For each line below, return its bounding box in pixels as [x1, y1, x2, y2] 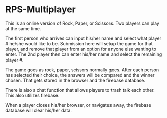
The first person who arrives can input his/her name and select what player [5, 35, 161, 41]
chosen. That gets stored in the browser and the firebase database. [5, 77, 145, 83]
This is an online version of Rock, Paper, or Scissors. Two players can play [5, 20, 160, 26]
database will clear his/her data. [5, 107, 72, 113]
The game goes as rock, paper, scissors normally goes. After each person [5, 67, 159, 73]
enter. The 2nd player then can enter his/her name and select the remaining [5, 51, 162, 57]
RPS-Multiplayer [5, 4, 76, 15]
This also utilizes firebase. [5, 92, 60, 98]
